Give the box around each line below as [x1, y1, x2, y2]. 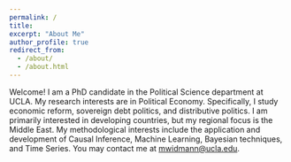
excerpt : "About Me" [9, 29, 86, 38]
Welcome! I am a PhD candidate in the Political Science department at [9, 86, 264, 97]
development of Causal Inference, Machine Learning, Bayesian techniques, [9, 134, 283, 144]
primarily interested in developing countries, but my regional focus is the [9, 114, 273, 125]
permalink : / [9, 12, 57, 22]
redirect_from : [9, 46, 65, 55]
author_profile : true [9, 37, 89, 47]
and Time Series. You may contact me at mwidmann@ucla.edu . [9, 143, 241, 153]
